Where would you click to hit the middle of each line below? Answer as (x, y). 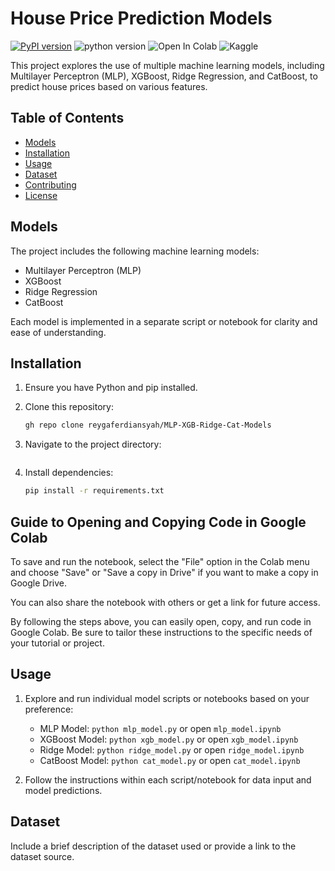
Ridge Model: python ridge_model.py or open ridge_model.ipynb (172, 749)
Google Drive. (39, 583)
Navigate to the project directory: (93, 444)
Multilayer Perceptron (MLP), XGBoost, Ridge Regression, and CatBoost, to (164, 76)
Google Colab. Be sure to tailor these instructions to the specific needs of (161, 632)
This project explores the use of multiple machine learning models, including (167, 65)
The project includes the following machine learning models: (135, 251)
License (41, 195)
